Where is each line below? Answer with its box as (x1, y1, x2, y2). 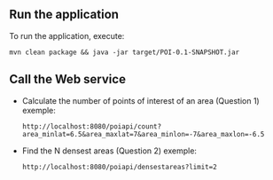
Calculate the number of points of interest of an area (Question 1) (21, 95, 260, 106)
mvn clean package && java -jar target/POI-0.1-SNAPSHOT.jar (9, 48, 240, 57)
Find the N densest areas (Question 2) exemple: (21, 145, 198, 156)
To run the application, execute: (9, 30, 125, 41)
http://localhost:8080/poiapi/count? (21, 121, 162, 131)
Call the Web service (9, 72, 127, 87)
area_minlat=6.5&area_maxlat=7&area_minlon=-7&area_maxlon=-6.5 (21, 129, 265, 138)
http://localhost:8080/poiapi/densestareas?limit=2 (21, 162, 217, 171)
